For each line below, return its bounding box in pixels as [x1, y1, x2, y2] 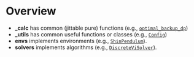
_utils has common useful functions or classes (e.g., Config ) [14, 30, 167, 38]
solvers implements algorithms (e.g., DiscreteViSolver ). [14, 44, 157, 51]
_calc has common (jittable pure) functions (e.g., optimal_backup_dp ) [14, 24, 188, 32]
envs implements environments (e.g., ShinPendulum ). [14, 37, 147, 44]
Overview [6, 4, 56, 18]
